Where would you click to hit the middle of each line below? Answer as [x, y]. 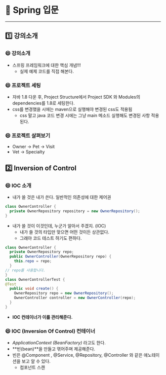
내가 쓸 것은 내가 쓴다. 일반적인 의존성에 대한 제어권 [62, 197]
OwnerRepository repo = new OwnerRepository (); [64, 293]
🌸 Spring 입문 [32, 10]
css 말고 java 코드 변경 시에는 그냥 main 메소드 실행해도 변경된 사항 [85, 115]
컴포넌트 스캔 [32, 368]
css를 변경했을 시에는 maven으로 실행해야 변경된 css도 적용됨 [72, 109]
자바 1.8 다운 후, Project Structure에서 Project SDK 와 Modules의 [76, 97]
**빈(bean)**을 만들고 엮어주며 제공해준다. [54, 349]
